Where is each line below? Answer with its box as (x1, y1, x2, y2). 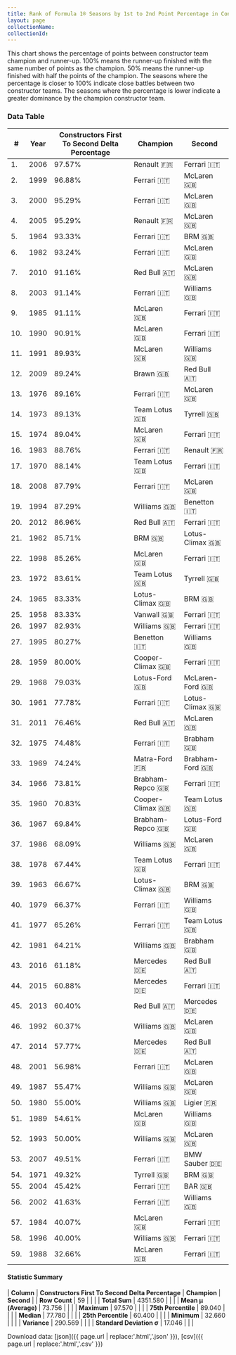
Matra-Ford (133, 753, 173, 763)
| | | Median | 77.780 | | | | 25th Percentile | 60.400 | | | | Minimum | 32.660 (7, 1311, 226, 1319)
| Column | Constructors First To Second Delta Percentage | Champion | (7, 1288, 221, 1297)
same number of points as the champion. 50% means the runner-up (7, 64, 204, 72)
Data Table (7, 112, 45, 122)
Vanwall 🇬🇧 (133, 609, 174, 619)
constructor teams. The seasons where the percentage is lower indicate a (7, 87, 221, 95)
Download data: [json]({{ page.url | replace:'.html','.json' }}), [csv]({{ (7, 1332, 204, 1340)
